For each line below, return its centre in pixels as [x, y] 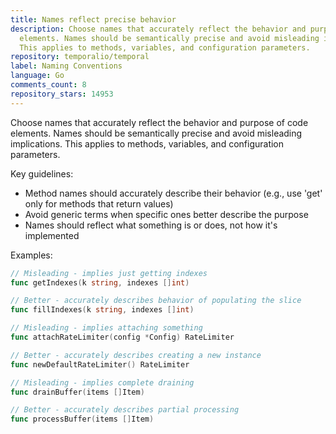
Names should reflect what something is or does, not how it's [151, 225]
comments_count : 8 [48, 85]
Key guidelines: [42, 173]
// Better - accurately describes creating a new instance [136, 355]
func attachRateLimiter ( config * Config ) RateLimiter [122, 337]
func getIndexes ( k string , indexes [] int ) [100, 282]
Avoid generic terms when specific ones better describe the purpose [166, 214]
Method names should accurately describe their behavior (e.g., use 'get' [173, 193]
